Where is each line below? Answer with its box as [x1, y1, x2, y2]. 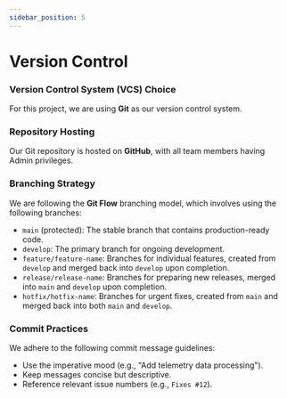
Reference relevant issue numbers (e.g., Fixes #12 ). [21, 379, 213, 389]
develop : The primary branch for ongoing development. [21, 243, 225, 254]
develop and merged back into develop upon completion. [21, 262, 230, 272]
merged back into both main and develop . [21, 300, 173, 311]
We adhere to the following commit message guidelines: [9, 343, 216, 353]
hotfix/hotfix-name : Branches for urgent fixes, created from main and [21, 290, 279, 301]
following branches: [9, 207, 82, 218]
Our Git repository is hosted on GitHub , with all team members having [9, 146, 266, 157]
